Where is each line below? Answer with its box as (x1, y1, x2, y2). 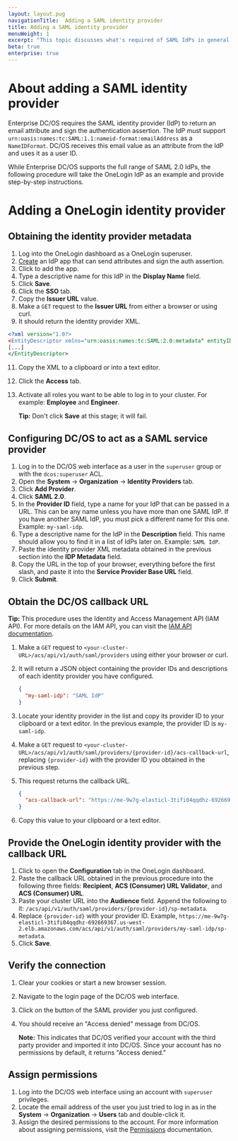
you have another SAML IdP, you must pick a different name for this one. (18, 515, 230, 524)
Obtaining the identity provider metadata (8, 231, 192, 243)
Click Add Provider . (18, 485, 76, 493)
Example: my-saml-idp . (18, 522, 84, 531)
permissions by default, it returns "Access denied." (18, 1048, 167, 1057)
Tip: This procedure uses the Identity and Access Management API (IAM (8, 614, 220, 623)
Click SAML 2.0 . (18, 493, 66, 501)
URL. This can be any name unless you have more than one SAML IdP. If (18, 508, 229, 516)
